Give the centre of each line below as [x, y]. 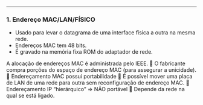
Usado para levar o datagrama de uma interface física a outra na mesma [105, 33]
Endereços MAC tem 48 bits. [51, 45]
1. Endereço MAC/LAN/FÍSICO [51, 19]
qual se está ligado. [31, 96]
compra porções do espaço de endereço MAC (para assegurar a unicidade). [101, 70]
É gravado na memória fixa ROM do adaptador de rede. [84, 52]
